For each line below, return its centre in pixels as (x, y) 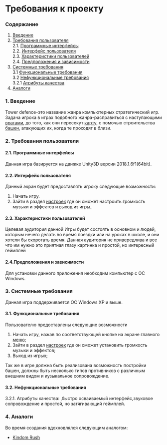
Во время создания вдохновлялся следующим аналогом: (67, 428)
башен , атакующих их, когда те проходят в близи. (58, 128)
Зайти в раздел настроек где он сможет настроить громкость (79, 202)
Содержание (22, 24)
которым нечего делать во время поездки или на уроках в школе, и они (82, 235)
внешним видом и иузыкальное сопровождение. (57, 376)
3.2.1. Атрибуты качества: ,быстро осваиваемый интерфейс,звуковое (79, 399)
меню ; (19, 340)
